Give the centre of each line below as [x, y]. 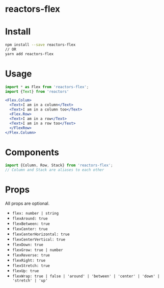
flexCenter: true [30, 229]
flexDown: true [28, 245]
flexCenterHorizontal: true [41, 234]
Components [32, 152]
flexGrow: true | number [38, 250]
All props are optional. [27, 204]
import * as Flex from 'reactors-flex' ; [47, 87]
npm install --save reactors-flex [41, 45]
